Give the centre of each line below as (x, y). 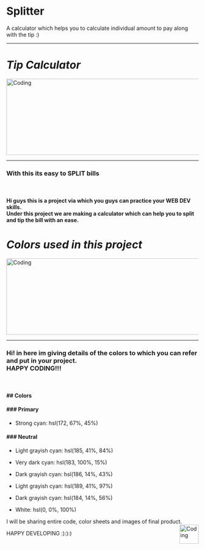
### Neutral (22, 437)
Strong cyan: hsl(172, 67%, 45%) (57, 423)
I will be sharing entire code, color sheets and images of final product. (94, 521)
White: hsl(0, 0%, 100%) (46, 510)
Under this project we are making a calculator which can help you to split (100, 213)
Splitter (25, 11)
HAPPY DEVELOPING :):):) (39, 533)
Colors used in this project (74, 244)
